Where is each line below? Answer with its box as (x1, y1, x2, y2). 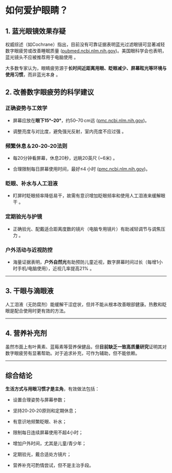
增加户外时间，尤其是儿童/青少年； (12, 440, 87, 447)
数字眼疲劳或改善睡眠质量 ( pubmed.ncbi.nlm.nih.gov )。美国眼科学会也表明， (5, 48, 167, 54)
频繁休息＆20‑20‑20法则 (5, 142, 68, 149)
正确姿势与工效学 (5, 105, 48, 112)
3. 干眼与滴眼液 (5, 287, 54, 295)
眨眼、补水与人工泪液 (5, 180, 58, 187)
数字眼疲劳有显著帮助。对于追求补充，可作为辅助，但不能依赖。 (5, 350, 140, 356)
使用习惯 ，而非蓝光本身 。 (5, 71, 60, 78)
